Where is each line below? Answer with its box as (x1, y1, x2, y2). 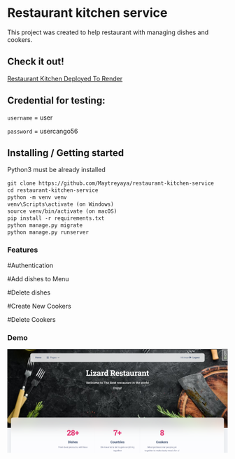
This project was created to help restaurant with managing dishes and (7, 28, 208, 36)
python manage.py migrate (7, 222, 83, 229)
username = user (7, 113, 53, 122)
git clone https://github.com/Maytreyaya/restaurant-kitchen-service (7, 180, 215, 187)
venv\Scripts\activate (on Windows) (7, 201, 114, 208)
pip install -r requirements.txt (7, 215, 105, 222)
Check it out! (7, 56, 64, 68)
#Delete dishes (7, 288, 51, 297)
